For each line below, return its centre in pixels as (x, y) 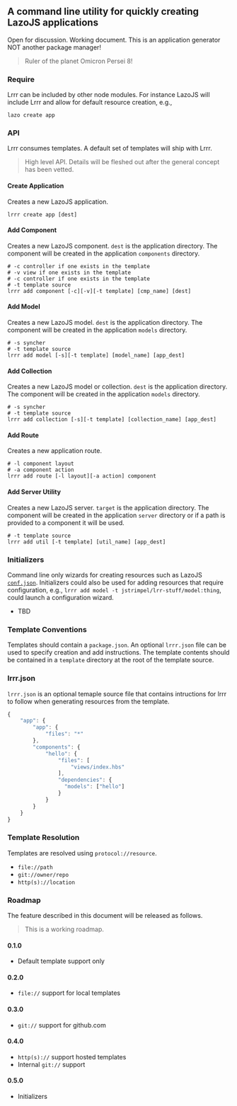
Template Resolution (44, 838)
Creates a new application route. (55, 451)
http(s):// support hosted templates (72, 1056)
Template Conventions (47, 629)
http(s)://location (46, 882)
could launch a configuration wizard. (61, 597)
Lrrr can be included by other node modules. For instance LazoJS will (109, 95)
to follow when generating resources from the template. (88, 701)
